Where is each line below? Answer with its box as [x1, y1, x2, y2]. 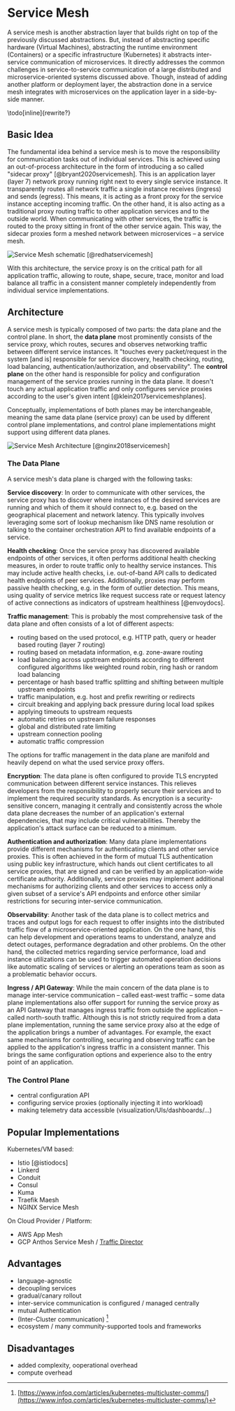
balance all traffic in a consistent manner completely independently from [7, 279, 217, 287]
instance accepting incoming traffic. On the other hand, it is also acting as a [7, 199, 225, 208]
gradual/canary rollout [17, 1291, 82, 1300]
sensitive [7, 801, 34, 810]
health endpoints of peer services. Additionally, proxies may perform [7, 576, 205, 584]
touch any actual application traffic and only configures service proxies [7, 384, 213, 393]
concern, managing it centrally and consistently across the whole [34, 801, 222, 810]
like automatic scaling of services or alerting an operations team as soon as [7, 962, 225, 971]
